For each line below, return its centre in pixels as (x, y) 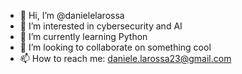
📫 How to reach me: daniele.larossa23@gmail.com (125, 58)
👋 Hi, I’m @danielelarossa (72, 15)
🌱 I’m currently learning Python (83, 36)
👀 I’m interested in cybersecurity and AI (101, 26)
